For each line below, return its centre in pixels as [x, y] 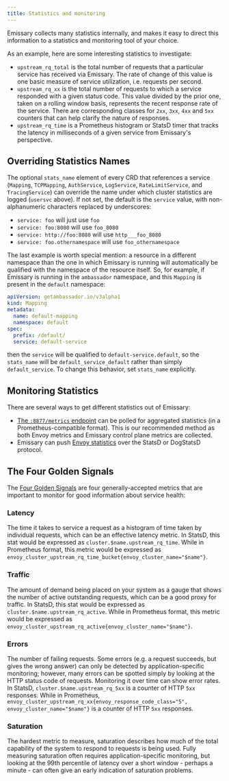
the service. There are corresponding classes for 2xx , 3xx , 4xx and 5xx [115, 110]
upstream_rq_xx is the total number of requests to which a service [109, 88]
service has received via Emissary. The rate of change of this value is [115, 74]
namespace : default [41, 322]
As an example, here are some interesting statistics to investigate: [100, 53]
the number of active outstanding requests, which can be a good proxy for [112, 597]
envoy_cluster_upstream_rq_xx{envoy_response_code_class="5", [97, 701]
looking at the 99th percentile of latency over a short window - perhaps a [110, 763]
